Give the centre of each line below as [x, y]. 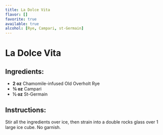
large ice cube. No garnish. [33, 127]
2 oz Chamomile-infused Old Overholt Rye [56, 83]
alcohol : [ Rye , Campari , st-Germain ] [44, 28]
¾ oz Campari [27, 89]
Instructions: [26, 110]
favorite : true [21, 19]
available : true [22, 24]
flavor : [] [16, 14]
